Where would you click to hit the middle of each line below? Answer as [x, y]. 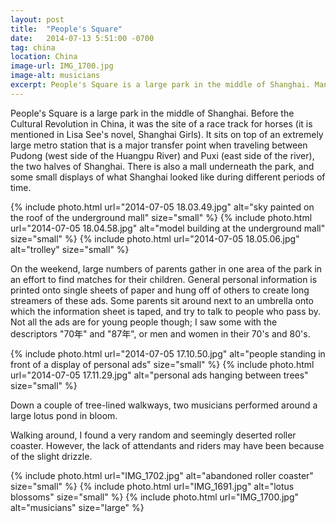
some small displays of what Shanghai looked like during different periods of [168, 177]
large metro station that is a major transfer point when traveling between [159, 145]
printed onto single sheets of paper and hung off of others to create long [160, 290]
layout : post [37, 19]
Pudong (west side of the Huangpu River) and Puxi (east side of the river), [162, 155]
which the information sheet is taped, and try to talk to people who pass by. [166, 311]
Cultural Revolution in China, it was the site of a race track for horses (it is [161, 123]
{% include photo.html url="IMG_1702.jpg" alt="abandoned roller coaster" [162, 475]
